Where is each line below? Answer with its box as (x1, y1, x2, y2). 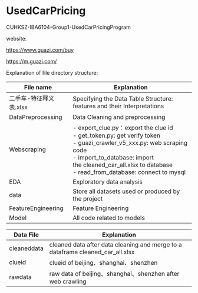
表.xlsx (9, 103, 28, 111)
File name (24, 83, 52, 91)
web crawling (49, 277, 87, 285)
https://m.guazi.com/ (6, 58, 57, 65)
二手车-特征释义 (9, 94, 55, 102)
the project (72, 194, 103, 202)
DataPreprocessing (9, 113, 62, 121)
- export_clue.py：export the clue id (72, 124, 173, 132)
